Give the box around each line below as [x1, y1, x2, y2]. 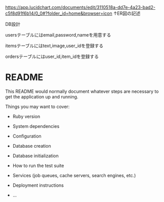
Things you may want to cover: [5, 104, 70, 110]
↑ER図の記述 [113, 10, 141, 16]
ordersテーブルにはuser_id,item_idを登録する [5, 53, 99, 59]
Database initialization [12, 152, 59, 159]
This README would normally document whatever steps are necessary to [5, 88, 159, 94]
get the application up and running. [5, 93, 78, 99]
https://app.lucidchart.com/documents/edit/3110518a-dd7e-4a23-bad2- [5, 5, 156, 10]
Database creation [12, 143, 52, 149]
